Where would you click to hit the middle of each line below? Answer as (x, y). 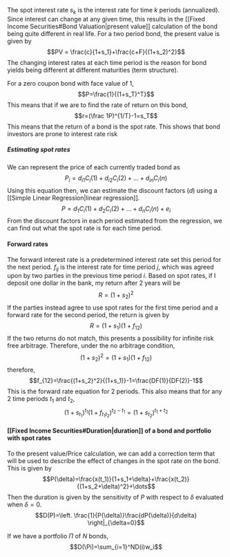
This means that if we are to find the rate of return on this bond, (98, 105)
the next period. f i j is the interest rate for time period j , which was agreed (111, 267)
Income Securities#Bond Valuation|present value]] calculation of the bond (112, 26)
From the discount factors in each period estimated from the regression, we (115, 221)
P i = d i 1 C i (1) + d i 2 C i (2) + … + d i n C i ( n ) (116, 179)
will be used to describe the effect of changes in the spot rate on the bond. (114, 461)
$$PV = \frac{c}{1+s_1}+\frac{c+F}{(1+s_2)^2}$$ (116, 52)
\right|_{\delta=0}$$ (116, 522)
